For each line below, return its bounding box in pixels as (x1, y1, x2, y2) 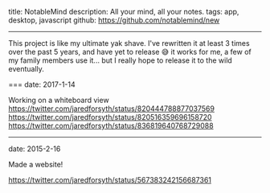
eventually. (8, 64, 44, 73)
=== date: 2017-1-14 (8, 80, 76, 89)
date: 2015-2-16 (8, 144, 61, 154)
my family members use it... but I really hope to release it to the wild (8, 55, 233, 65)
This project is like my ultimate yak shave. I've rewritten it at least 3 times (8, 39, 251, 47)
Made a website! (8, 160, 63, 169)
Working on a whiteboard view (8, 96, 110, 105)
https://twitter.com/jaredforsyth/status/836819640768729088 (8, 121, 215, 130)
